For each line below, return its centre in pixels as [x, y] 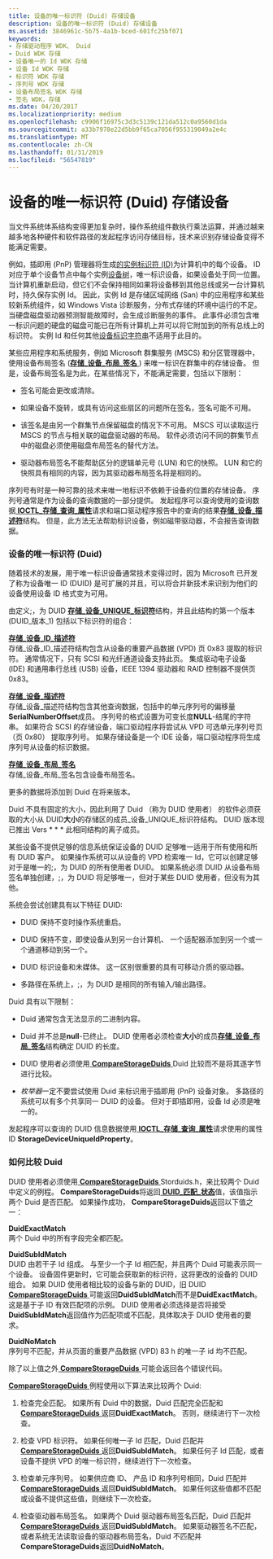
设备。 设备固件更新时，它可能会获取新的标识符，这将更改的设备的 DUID [136, 1274]
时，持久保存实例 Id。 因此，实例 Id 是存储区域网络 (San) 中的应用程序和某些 [136, 295]
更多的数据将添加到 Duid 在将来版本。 [72, 792]
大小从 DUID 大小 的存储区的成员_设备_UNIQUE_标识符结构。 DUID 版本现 [144, 820]
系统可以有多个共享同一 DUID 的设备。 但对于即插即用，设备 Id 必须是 [137, 1101]
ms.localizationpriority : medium [65, 115]
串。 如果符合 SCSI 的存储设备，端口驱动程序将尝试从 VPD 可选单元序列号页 [136, 727]
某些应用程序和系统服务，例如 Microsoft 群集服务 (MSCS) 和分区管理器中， [134, 353]
